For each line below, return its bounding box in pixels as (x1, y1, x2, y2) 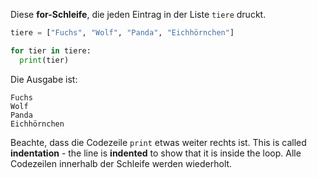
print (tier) (19, 55, 70, 65)
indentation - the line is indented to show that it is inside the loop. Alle (10, 147, 302, 159)
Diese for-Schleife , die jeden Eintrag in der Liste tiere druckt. (10, 9, 267, 20)
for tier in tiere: (10, 45, 92, 56)
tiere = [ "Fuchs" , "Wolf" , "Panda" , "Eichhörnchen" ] (10, 28, 235, 38)
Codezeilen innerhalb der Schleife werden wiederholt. (10, 157, 233, 169)
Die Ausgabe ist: (10, 73, 78, 85)
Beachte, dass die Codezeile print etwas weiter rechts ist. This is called (10, 136, 307, 148)
